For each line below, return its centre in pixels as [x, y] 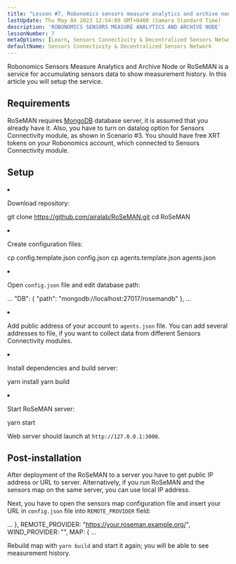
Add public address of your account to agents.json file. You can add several [118, 326]
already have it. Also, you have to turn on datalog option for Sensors [106, 128]
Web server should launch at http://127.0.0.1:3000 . [84, 436]
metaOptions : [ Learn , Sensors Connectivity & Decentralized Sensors [110, 40]
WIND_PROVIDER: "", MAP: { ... [52, 532]
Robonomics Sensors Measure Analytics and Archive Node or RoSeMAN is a [118, 66]
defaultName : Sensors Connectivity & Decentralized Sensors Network [110, 46]
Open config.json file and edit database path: [74, 285]
